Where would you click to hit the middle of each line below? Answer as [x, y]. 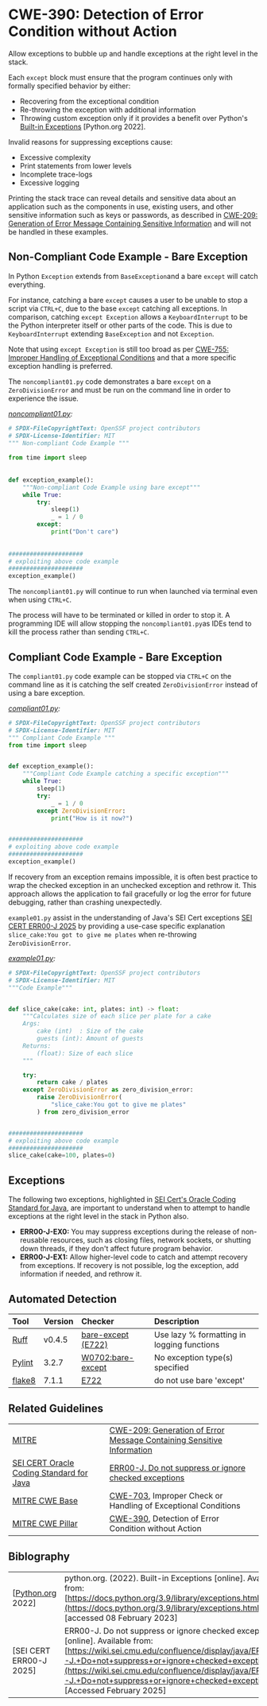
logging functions [187, 1344]
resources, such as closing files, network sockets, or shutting [151, 1240]
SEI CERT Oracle [43, 1463]
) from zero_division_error [83, 1112]
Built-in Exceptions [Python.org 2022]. [83, 126]
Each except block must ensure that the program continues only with [120, 77]
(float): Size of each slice [85, 1053]
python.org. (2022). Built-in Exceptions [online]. [155, 1578]
